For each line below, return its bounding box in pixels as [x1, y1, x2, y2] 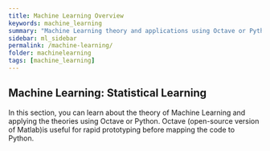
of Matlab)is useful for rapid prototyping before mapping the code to [8, 124, 235, 134]
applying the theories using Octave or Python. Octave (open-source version [8, 116, 260, 125]
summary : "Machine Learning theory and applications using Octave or [8, 27, 247, 35]
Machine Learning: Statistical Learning [8, 86, 207, 100]
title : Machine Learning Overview [8, 11, 125, 20]
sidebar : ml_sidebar [8, 34, 78, 43]
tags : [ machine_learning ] [8, 57, 95, 65]
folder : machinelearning [8, 49, 92, 57]
